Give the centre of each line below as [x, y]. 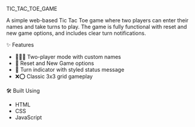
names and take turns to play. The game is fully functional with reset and [97, 27]
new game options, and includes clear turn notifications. [76, 33]
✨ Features [20, 45]
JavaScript [28, 117]
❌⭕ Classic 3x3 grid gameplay [54, 76]
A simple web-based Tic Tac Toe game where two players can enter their [97, 20]
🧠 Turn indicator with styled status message [70, 70]
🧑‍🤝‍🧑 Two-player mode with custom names [68, 57]
